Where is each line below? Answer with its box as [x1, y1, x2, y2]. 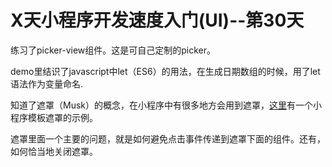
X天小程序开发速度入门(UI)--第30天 [10, 9, 305, 32]
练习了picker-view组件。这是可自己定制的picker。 [10, 44, 217, 56]
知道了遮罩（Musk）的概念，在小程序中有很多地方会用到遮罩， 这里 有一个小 [10, 99, 322, 111]
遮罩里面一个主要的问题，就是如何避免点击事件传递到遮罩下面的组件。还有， [10, 132, 326, 145]
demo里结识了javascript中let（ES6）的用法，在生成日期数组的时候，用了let [10, 65, 321, 77]
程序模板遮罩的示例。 [10, 111, 98, 123]
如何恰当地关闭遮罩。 [10, 145, 98, 157]
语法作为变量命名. [10, 77, 84, 90]
